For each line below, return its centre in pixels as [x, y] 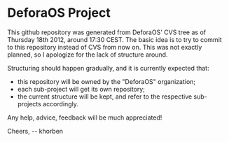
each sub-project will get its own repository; [81, 89]
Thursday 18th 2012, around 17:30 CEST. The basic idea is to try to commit [114, 39]
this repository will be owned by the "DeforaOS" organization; [106, 81]
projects [29, 104]
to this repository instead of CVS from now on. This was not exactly [105, 47]
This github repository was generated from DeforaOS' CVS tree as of [107, 32]
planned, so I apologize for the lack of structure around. [88, 55]
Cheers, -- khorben [35, 131]
